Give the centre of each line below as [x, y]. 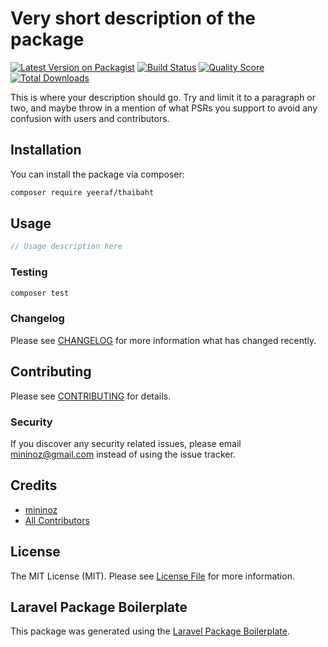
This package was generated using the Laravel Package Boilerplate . [150, 631]
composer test [40, 293]
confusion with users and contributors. [90, 118]
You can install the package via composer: [97, 174]
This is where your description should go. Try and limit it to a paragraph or [163, 97]
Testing [29, 272]
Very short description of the [133, 18]
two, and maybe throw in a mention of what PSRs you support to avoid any [164, 108]
